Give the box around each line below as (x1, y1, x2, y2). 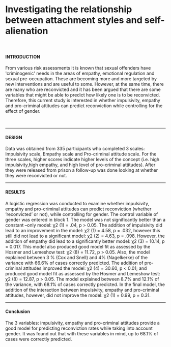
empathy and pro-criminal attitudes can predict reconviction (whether (5, 206, 152, 212)
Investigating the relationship (5, 4, 132, 15)
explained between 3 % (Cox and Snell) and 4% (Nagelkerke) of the (5, 254, 148, 260)
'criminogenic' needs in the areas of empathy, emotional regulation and (5, 70, 155, 77)
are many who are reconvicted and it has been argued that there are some (5, 86, 161, 92)
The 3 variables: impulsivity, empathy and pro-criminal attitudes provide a (5, 320, 160, 326)
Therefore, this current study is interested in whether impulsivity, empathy (5, 98, 160, 104)
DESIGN (5, 134, 22, 140)
